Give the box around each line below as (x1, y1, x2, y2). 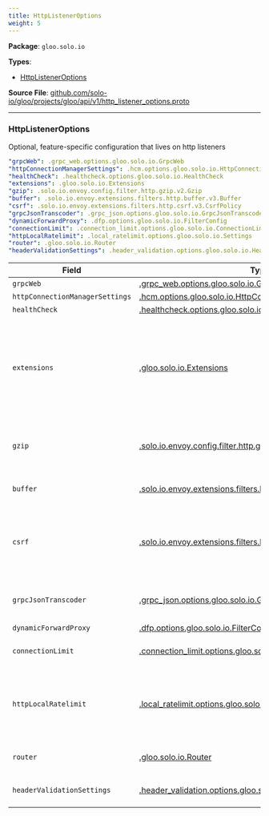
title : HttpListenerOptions (8, 11, 102, 20)
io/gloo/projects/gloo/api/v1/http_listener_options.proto (8, 96, 190, 106)
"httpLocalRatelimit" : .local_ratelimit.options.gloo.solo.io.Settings (8, 231, 252, 240)
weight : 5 (8, 19, 42, 27)
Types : (8, 57, 32, 66)
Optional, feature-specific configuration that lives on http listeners (8, 142, 226, 151)
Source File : (8, 87, 49, 97)
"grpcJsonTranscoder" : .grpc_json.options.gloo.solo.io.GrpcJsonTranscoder (8, 209, 267, 217)
